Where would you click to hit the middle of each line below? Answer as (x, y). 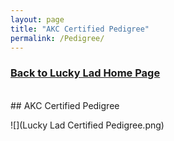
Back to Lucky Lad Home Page (85, 73)
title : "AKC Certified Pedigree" (80, 29)
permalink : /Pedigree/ (57, 38)
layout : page (37, 19)
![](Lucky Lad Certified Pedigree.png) (87, 125)
